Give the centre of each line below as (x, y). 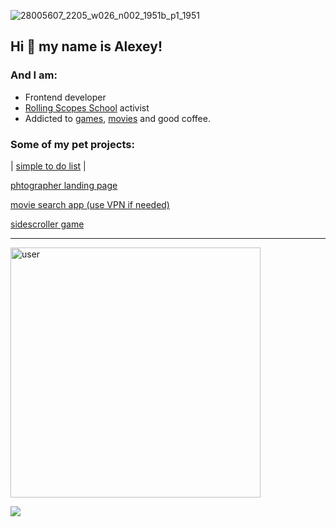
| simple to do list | (48, 166)
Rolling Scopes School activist (87, 107)
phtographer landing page (64, 185)
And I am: (34, 75)
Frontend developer (65, 97)
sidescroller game (47, 224)
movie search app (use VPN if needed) (90, 204)
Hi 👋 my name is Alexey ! (86, 46)
